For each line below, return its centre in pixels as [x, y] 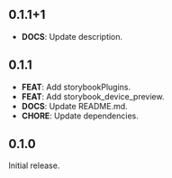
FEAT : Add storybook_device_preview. [93, 96]
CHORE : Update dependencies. [80, 116]
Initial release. [34, 165]
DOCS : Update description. [72, 36]
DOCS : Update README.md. [74, 106]
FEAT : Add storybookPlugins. [76, 87]
